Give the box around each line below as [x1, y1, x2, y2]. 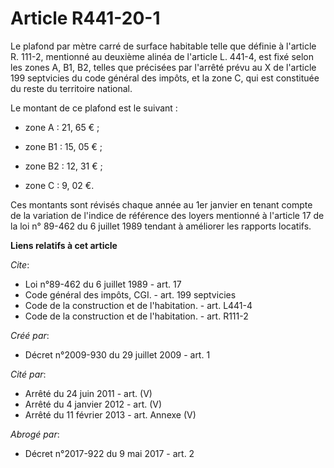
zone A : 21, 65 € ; [24, 121, 100, 133]
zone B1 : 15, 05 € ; [24, 140, 103, 152]
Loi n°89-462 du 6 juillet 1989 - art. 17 [24, 278, 182, 290]
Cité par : [10, 368, 47, 380]
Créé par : [10, 329, 50, 341]
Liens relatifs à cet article [10, 239, 118, 251]
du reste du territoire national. [10, 82, 133, 94]
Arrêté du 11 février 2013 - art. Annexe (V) [24, 408, 197, 421]
